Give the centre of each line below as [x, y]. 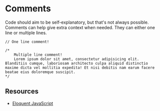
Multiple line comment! [38, 55]
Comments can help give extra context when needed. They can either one [80, 27]
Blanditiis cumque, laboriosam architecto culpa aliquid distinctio [77, 63]
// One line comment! [27, 42]
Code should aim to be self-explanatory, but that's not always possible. [77, 22]
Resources [22, 92]
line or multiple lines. [26, 33]
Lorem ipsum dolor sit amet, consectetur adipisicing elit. [77, 59]
